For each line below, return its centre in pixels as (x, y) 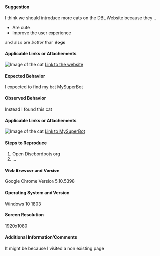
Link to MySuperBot (65, 131)
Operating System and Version (37, 193)
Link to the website (64, 65)
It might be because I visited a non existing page (54, 248)
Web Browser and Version (32, 170)
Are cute (21, 28)
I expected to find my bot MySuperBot (44, 87)
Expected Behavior (25, 76)
